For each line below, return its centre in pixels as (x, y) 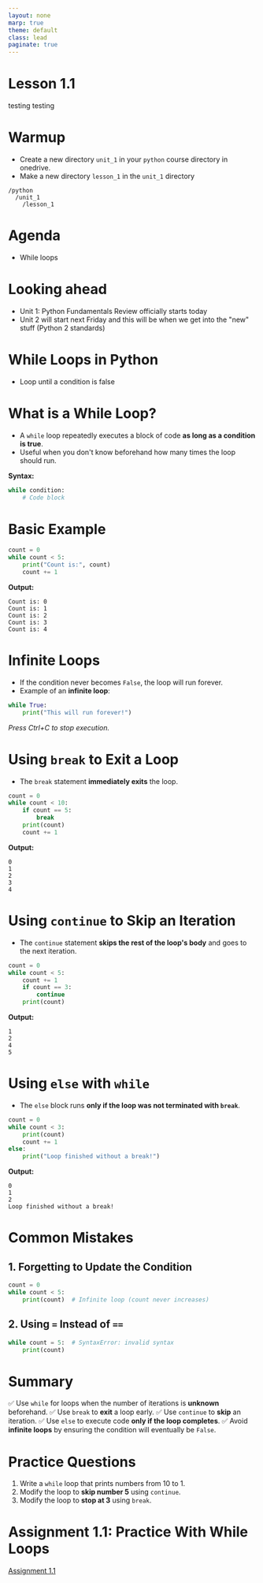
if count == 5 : (47, 810)
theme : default (33, 30)
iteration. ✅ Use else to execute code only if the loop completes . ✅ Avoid (128, 1421)
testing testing (31, 106)
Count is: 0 (28, 601)
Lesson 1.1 (42, 84)
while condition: (37, 490)
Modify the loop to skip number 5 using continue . (100, 1492)
